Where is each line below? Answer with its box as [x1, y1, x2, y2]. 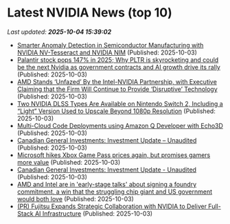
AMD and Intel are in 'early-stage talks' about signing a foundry [16, 180, 197, 188]
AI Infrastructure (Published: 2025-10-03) [34, 209, 153, 218]
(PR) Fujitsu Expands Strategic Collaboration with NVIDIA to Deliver [16, 202, 207, 210]
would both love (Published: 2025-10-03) [16, 194, 134, 203]
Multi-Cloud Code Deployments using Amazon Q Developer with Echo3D [16, 121, 223, 130]
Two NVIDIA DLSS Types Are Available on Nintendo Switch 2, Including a [16, 99, 223, 108]
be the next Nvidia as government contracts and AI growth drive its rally [16, 63, 221, 71]
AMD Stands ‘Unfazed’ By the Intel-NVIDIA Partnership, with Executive [16, 77, 218, 85]
